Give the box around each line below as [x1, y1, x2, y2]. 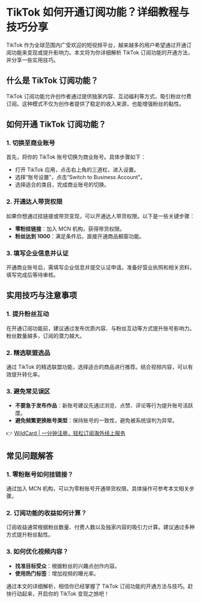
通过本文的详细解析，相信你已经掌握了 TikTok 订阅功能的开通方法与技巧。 [6, 582, 188, 590]
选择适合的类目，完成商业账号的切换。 [14, 181, 109, 189]
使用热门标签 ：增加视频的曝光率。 [14, 569, 99, 577]
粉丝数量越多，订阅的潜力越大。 [6, 332, 85, 339]
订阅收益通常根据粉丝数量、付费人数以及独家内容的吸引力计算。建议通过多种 [6, 523, 195, 531]
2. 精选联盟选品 [6, 349, 51, 357]
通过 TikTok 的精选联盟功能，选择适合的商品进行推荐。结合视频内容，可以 [6, 363, 188, 371]
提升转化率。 [11, 371, 43, 378]
